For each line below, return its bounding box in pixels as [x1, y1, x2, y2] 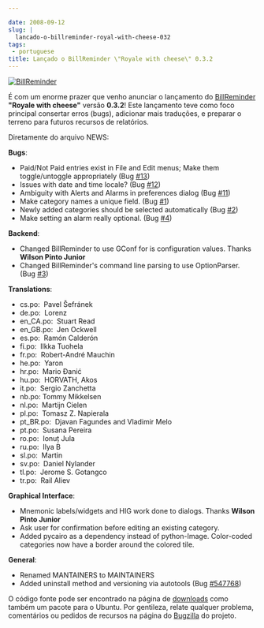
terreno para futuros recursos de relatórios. [8, 118, 150, 126]
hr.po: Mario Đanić [19, 367, 82, 376]
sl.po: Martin [19, 450, 63, 460]
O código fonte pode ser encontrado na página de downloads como [8, 594, 229, 604]
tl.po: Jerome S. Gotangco [19, 467, 108, 477]
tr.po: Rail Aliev [19, 476, 71, 485]
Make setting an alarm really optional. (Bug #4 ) [19, 214, 173, 222]
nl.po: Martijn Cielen [19, 400, 87, 409]
